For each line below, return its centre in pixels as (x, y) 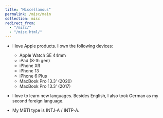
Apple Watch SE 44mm (43, 55)
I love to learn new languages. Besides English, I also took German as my (85, 96)
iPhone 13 (29, 71)
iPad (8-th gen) (35, 60)
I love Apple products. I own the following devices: (63, 46)
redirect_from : (20, 23)
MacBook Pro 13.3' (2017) (45, 86)
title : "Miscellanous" (28, 9)
